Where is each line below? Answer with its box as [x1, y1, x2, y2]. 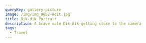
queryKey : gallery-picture [5, 7, 61, 12]
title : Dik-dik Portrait [5, 16, 57, 21]
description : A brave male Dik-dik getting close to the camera [5, 21, 142, 26]
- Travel [9, 30, 28, 35]
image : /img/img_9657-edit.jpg [5, 12, 70, 17]
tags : [5, 26, 16, 31]
